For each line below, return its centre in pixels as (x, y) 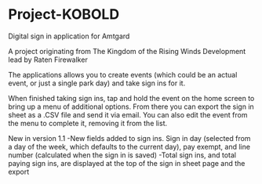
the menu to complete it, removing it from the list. (88, 123)
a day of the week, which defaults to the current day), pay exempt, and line (129, 146)
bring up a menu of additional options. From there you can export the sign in (131, 106)
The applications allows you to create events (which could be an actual (123, 74)
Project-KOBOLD (64, 14)
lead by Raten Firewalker (48, 60)
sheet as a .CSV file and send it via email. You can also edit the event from (128, 114)
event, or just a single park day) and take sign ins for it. (97, 83)
